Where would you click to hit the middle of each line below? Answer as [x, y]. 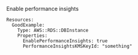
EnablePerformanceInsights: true [65, 41]
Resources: [20, 20]
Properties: [32, 36]
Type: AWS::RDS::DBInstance [53, 30]
